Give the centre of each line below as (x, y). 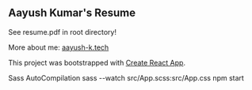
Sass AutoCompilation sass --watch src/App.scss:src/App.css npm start (126, 77)
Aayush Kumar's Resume (72, 13)
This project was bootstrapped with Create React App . (97, 62)
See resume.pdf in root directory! (63, 32)
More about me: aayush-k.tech (59, 47)
